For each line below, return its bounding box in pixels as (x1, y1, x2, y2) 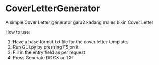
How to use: (5, 29, 30, 35)
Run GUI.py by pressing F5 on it (12, 44, 79, 50)
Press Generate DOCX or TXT (12, 54, 75, 60)
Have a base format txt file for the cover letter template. (12, 38, 129, 45)
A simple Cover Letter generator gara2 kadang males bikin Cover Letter (5, 19, 154, 25)
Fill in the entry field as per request (12, 49, 85, 55)
